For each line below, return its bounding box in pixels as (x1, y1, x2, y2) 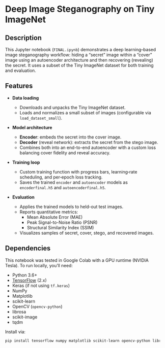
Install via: (5, 329, 26, 335)
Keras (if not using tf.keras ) (12, 282, 70, 288)
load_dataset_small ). (19, 115, 62, 121)
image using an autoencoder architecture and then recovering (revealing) (5, 57, 154, 63)
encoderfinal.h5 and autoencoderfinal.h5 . (19, 184, 106, 190)
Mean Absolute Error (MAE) (27, 214, 83, 220)
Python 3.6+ (12, 272, 38, 278)
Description (5, 34, 42, 42)
